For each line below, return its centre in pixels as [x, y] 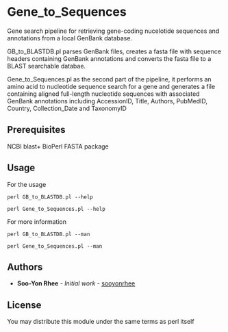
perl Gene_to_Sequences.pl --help [56, 209]
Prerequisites [36, 130]
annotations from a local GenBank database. [69, 38]
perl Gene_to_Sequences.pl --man [55, 246]
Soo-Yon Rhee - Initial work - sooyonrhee [76, 283]
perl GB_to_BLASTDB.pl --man [49, 234]
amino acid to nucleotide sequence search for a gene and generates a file [111, 86]
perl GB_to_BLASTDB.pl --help [50, 197]
